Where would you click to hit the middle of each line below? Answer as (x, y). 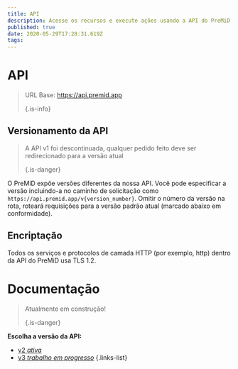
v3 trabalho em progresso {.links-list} (72, 357)
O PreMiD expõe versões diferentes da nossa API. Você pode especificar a (117, 183)
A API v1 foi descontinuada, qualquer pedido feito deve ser (110, 148)
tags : (15, 40)
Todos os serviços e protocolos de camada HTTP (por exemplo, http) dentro (119, 253)
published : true (31, 27)
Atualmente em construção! (65, 309)
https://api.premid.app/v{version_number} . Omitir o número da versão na (116, 198)
